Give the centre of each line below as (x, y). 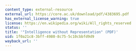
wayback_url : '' (21, 41)
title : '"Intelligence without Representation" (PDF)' (62, 32)
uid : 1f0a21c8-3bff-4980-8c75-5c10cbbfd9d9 (50, 37)
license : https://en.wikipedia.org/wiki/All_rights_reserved (68, 23)
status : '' (16, 28)
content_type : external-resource (39, 9)
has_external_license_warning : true (42, 18)
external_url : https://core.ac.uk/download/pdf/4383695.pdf (67, 14)
